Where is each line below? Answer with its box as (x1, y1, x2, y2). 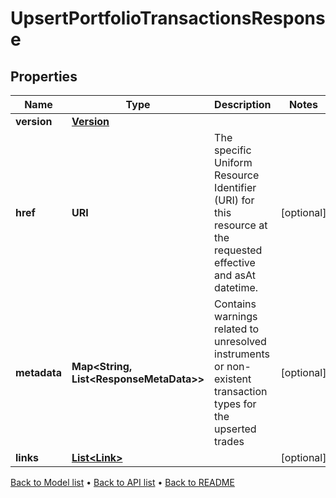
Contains (214, 297, 257, 311)
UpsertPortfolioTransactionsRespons (10, 7, 326, 30)
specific (214, 143, 252, 157)
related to (214, 322, 260, 336)
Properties (10, 68, 78, 85)
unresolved (214, 335, 267, 348)
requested (214, 243, 263, 257)
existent (214, 372, 252, 386)
